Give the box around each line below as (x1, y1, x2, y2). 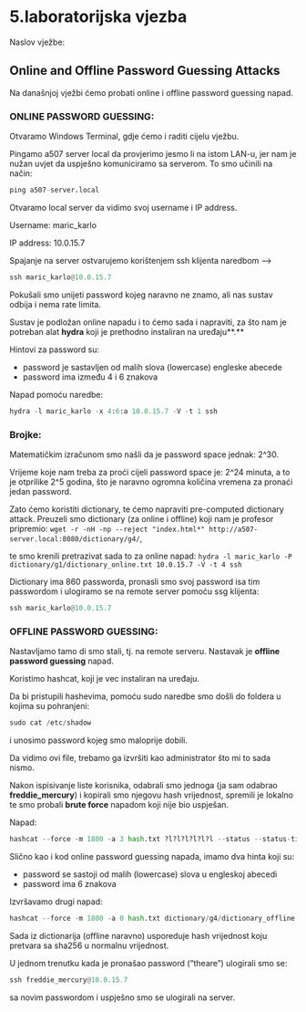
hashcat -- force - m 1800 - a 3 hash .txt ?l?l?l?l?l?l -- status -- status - (9, 835, 291, 844)
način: (9, 168, 33, 179)
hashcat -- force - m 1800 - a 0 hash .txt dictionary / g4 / (9, 913, 222, 923)
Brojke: (9, 428, 42, 441)
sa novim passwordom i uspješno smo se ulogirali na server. (9, 992, 235, 1003)
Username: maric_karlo (9, 219, 97, 230)
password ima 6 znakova (22, 878, 117, 889)
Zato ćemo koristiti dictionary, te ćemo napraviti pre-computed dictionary (9, 504, 284, 515)
